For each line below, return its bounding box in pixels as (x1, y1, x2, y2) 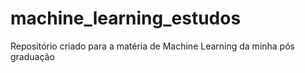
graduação (10, 50, 55, 62)
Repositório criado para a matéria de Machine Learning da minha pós (10, 40, 295, 52)
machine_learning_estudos (10, 7, 242, 30)
